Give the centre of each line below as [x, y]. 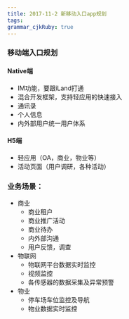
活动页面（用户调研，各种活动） [63, 166]
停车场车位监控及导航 [59, 300]
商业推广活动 [46, 220]
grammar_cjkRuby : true [40, 27]
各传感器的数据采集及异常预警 [71, 282]
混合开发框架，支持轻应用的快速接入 [70, 96]
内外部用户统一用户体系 [51, 123]
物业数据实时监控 [53, 308]
